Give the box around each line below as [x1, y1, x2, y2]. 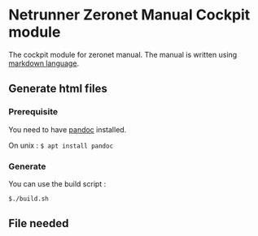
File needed [8, 217, 69, 230]
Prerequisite [8, 106, 59, 118]
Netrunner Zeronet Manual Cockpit [8, 6, 251, 24]
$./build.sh [8, 195, 49, 203]
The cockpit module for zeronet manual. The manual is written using [8, 49, 238, 59]
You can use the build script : [8, 178, 107, 188]
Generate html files [8, 82, 108, 96]
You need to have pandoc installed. [8, 124, 127, 135]
